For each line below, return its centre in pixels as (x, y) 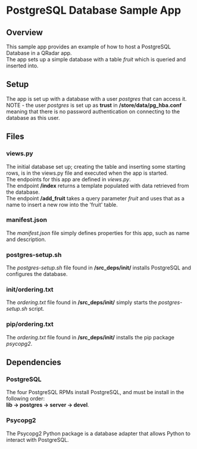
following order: (26, 399)
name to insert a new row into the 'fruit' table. (62, 205)
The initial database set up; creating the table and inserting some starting (96, 166)
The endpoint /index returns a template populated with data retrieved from (98, 185)
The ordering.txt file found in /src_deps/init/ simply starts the (82, 302)
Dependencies (34, 362)
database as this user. (33, 117)
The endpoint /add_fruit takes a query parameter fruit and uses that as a (95, 198)
